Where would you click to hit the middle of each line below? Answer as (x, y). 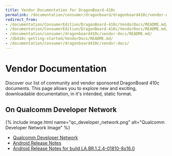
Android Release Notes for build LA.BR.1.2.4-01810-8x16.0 (74, 148)
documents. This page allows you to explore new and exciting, (71, 88)
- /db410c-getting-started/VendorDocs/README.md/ (59, 39)
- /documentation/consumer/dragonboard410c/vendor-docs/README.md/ (79, 34)
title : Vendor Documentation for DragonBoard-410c (60, 10)
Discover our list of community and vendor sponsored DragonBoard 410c (82, 83)
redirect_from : (21, 19)
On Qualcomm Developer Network (61, 110)
